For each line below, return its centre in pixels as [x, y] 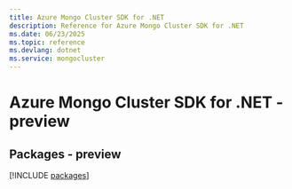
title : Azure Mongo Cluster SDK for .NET [87, 17]
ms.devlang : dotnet [45, 51]
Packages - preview [65, 154]
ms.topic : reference [47, 42]
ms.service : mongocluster [57, 59]
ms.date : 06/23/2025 [47, 34]
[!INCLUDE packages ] [49, 175]
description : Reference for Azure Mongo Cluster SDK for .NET [126, 26]
